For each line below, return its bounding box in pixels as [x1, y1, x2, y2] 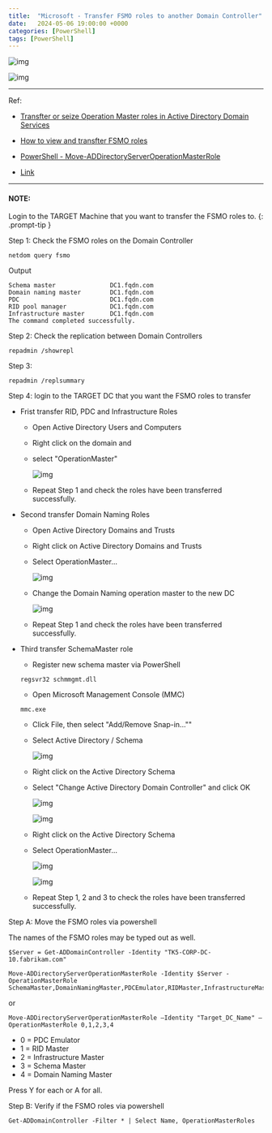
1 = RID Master [19, 1044, 70, 1053]
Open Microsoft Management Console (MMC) [32, 690, 185, 700]
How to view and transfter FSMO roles [19, 136, 148, 146]
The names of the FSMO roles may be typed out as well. [8, 933, 196, 942]
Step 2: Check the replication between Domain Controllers [8, 331, 202, 341]
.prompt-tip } [8, 220, 52, 230]
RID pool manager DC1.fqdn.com [8, 303, 154, 311]
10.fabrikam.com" [8, 955, 67, 964]
